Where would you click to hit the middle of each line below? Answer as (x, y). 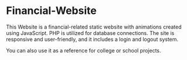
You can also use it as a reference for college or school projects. (84, 50)
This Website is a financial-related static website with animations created (94, 27)
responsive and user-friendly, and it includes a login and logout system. (92, 39)
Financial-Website (51, 11)
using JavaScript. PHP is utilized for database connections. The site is (90, 33)
